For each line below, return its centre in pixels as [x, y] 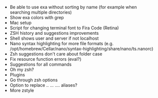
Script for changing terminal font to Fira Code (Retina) [64, 28]
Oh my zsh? [22, 70]
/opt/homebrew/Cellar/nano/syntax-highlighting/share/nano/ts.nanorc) [81, 49]
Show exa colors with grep [37, 17]
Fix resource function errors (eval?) [46, 59]
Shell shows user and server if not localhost [54, 38]
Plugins [17, 75]
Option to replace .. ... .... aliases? [44, 85]
